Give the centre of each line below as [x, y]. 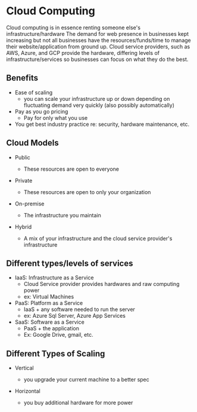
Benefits [22, 78]
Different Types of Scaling [56, 353]
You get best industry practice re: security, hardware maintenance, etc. [102, 124]
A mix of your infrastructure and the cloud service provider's [98, 238]
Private [24, 180]
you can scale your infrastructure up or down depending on [97, 99]
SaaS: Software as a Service [49, 322]
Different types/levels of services [70, 263]
